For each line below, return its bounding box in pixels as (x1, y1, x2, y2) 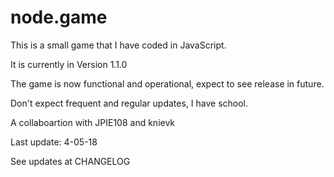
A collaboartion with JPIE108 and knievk (10, 116, 176, 128)
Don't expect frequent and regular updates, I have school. (10, 97, 249, 109)
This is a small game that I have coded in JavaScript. (10, 39, 227, 51)
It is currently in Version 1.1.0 (10, 58, 128, 70)
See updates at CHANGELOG (10, 155, 131, 167)
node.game (10, 6, 108, 29)
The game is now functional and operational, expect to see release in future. (10, 77, 325, 90)
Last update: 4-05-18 (10, 136, 98, 148)
